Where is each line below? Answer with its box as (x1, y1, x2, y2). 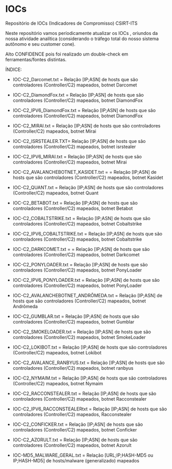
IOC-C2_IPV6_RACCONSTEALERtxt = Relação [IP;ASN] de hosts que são (12, 406, 167, 412)
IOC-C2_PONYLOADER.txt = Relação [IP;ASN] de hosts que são (12, 261, 148, 267)
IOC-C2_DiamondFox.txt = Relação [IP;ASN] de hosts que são (12, 92, 144, 98)
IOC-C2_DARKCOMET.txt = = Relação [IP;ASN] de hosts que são (12, 246, 150, 252)
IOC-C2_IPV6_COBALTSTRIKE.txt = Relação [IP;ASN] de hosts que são (12, 230, 163, 237)
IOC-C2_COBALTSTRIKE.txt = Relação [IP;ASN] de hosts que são (12, 215, 150, 221)
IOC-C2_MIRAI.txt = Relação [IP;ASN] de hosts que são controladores (12, 122, 161, 129)
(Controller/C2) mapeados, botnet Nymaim (12, 380, 104, 386)
